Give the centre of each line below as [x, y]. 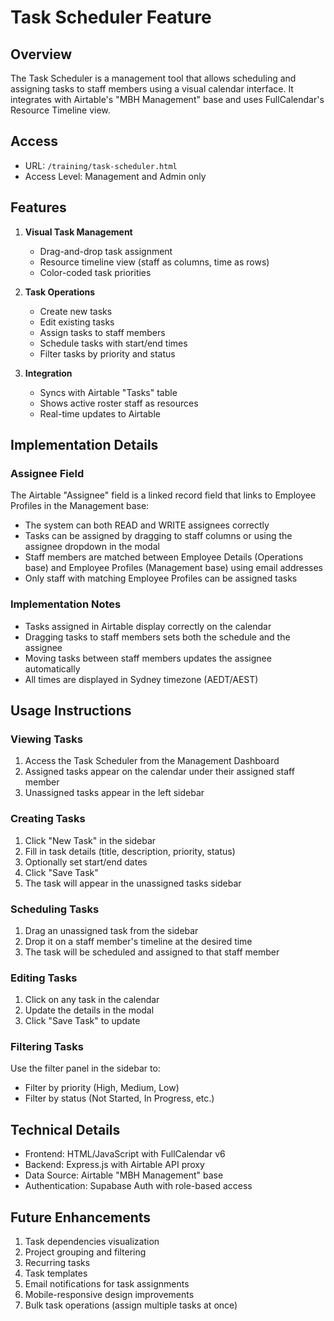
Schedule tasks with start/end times [113, 343]
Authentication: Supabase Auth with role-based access [138, 1186]
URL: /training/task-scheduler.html [101, 165]
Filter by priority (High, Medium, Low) [102, 1088]
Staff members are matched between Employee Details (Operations [164, 557]
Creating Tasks [48, 819]
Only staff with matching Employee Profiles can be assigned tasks [161, 578]
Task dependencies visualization [92, 1242]
